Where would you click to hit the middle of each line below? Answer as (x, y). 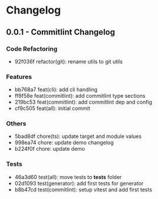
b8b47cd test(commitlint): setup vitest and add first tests (83, 190)
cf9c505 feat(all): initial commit (52, 108)
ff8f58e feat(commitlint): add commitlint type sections (80, 96)
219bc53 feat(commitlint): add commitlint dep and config (83, 102)
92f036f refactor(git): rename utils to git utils (69, 61)
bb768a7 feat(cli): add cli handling (56, 89)
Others (16, 124)
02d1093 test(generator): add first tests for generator (79, 183)
